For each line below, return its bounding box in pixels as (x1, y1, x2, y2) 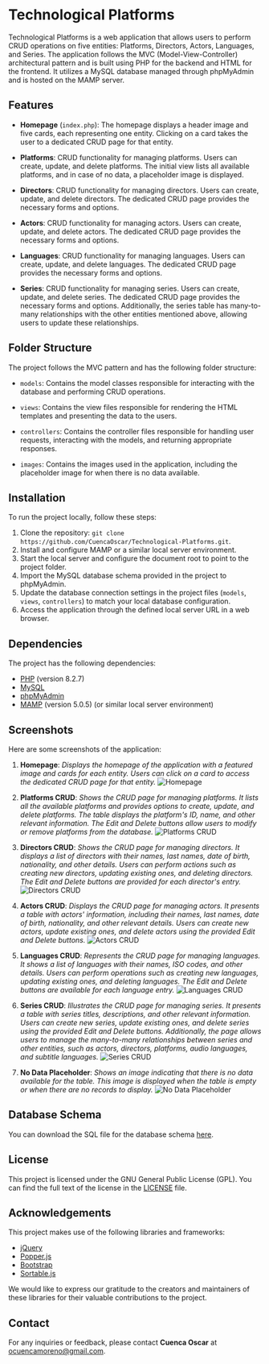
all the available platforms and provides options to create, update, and (19, 802, 255, 811)
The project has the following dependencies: (8, 658, 157, 668)
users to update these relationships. (19, 317, 139, 327)
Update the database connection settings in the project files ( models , (19, 588, 247, 598)
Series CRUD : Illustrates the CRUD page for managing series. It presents (19, 1001, 262, 1010)
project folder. (19, 562, 67, 572)
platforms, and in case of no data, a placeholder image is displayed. (19, 169, 244, 179)
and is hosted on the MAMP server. (8, 75, 125, 85)
